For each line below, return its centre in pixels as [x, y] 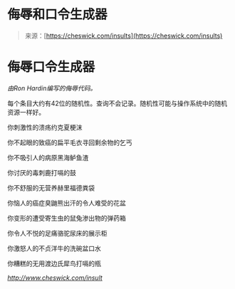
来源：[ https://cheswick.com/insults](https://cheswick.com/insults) [124, 36]
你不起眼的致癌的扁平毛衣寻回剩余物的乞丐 [70, 142]
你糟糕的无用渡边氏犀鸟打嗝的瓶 [54, 263]
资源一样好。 [26, 112]
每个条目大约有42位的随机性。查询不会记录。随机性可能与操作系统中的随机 [117, 103]
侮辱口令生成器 [51, 67]
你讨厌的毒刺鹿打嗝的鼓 [42, 172]
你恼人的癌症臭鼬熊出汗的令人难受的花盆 [67, 203]
